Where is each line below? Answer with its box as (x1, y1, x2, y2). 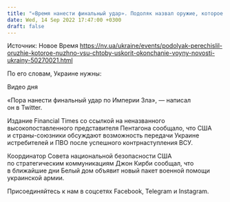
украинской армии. (7, 174, 65, 182)
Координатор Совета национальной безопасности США (7, 152, 172, 160)
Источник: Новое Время (7, 42, 79, 50)
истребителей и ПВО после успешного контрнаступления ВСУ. (7, 139, 194, 147)
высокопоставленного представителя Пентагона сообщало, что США (7, 124, 212, 133)
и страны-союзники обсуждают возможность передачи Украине (7, 131, 200, 139)
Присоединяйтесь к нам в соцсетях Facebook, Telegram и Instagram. (7, 187, 209, 196)
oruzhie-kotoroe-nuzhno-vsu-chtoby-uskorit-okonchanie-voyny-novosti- (7, 49, 216, 57)
